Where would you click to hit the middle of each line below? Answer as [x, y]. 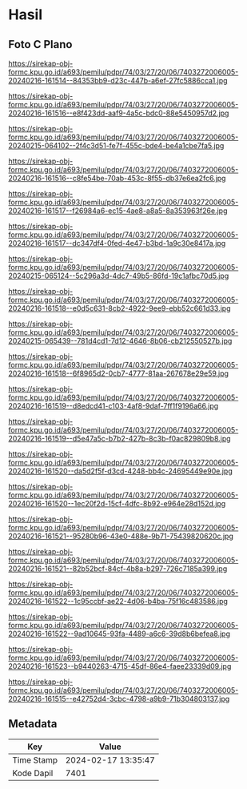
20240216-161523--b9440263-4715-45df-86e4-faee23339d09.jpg [120, 666]
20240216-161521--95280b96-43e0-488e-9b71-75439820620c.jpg [121, 536]
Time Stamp [35, 760]
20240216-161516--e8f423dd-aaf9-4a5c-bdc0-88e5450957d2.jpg [119, 113]
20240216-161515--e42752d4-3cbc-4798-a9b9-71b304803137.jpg [119, 699]
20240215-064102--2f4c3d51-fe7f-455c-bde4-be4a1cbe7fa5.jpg [116, 145]
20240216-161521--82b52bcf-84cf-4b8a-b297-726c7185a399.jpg [118, 569]
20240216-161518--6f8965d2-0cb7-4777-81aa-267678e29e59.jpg [119, 373]
